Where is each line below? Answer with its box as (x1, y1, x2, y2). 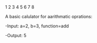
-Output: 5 (5, 33, 26, 38)
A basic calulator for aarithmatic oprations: (5, 14, 93, 19)
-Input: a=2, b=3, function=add (5, 23, 69, 29)
